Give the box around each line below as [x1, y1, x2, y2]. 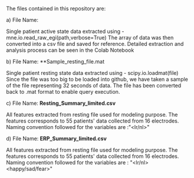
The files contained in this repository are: [6, 5, 106, 12]
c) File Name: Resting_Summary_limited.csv [6, 100, 116, 107]
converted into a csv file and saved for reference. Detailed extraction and [6, 41, 184, 47]
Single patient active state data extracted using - [6, 28, 124, 35]
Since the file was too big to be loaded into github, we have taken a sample [6, 76, 189, 83]
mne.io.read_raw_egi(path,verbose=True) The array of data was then [6, 34, 174, 41]
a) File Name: [6, 17, 38, 23]
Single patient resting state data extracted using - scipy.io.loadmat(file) [6, 70, 179, 76]
